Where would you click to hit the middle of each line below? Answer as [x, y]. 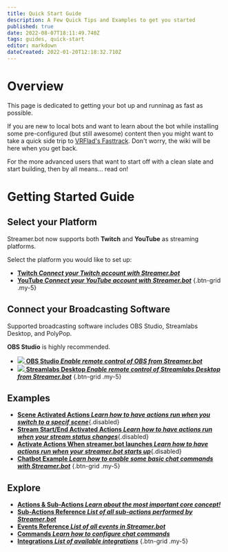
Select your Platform [52, 222]
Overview [35, 86]
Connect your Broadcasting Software [89, 309]
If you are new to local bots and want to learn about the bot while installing [113, 126]
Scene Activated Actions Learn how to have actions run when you [114, 415]
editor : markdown [32, 46]
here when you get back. [42, 148]
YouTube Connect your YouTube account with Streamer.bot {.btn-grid [119, 280]
